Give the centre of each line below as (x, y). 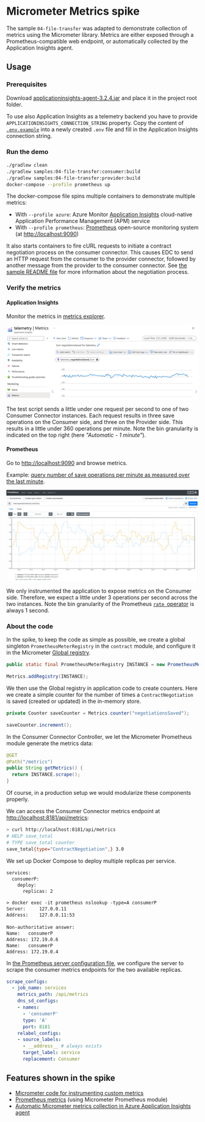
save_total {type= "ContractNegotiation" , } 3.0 (65, 849)
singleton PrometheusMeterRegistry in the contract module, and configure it (101, 646)
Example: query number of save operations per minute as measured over (98, 475)
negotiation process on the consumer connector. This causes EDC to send (100, 252)
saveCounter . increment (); (39, 725)
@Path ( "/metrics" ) (30, 762)
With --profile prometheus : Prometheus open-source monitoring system (107, 227)
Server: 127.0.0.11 (37, 909)
